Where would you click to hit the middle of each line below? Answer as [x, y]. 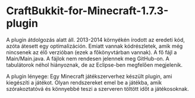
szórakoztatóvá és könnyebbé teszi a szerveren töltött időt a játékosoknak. [97, 89]
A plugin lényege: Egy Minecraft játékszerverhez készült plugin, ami [89, 76]
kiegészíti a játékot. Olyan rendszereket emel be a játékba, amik [84, 82]
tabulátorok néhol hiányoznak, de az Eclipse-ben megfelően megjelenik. [95, 65]
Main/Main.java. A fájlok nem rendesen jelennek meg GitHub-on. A [88, 58]
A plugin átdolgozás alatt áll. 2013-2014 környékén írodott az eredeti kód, [96, 40]
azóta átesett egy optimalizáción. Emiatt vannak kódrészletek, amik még [95, 46]
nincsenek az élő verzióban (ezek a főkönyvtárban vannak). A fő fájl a [92, 52]
